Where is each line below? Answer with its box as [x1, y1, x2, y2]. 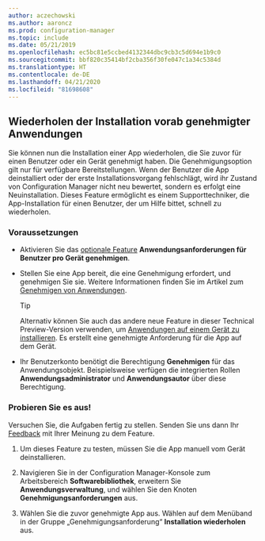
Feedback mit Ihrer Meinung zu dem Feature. [8, 428, 155, 438]
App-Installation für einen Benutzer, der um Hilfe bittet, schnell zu [8, 199, 221, 209]
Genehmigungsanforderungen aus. [19, 493, 138, 502]
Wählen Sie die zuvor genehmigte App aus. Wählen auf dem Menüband [19, 508, 252, 518]
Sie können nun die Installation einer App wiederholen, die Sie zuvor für [8, 148, 242, 158]
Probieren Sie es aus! [8, 402, 92, 413]
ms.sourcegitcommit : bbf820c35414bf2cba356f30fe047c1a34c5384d [8, 56, 221, 64]
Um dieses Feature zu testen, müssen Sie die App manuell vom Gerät [19, 443, 246, 453]
